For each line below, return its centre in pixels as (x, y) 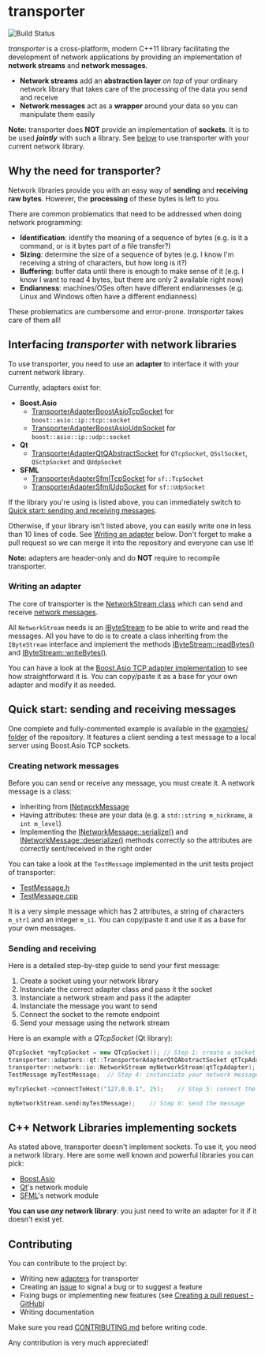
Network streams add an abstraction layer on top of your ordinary (129, 81)
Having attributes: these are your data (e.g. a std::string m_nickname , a (136, 815)
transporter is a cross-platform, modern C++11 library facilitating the (119, 48)
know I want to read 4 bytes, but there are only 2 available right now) (132, 280)
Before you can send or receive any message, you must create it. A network (131, 783)
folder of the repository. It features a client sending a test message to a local (132, 737)
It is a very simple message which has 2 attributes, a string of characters (126, 911)
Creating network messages (64, 766)
